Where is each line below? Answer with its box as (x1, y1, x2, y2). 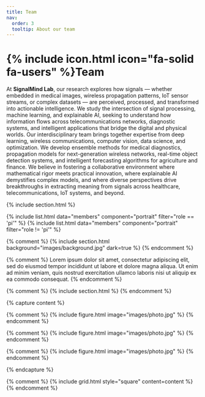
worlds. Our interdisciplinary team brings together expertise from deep (6, 131, 185, 138)
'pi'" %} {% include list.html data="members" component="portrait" (6, 219, 178, 227)
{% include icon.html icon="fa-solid (6, 53, 194, 66)
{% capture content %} (6, 299, 65, 307)
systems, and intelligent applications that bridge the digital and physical (6, 125, 187, 132)
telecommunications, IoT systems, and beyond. (6, 189, 125, 197)
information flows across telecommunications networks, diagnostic (6, 118, 176, 125)
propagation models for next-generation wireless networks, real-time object (6, 150, 198, 158)
